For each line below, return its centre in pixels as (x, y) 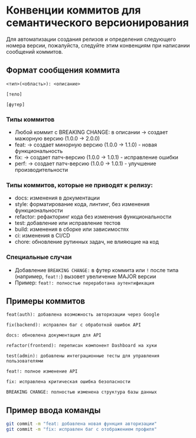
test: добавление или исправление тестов (68, 223)
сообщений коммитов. (35, 51)
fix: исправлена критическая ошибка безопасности (68, 382)
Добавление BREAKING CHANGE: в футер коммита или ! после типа (97, 270)
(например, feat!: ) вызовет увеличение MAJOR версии (85, 276)
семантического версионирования (97, 23)
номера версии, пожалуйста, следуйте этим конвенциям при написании (98, 45)
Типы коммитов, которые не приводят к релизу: (80, 185)
